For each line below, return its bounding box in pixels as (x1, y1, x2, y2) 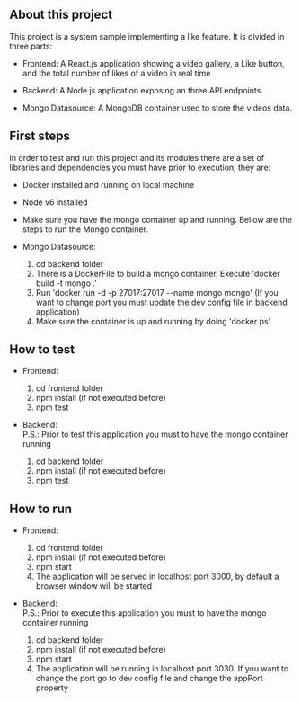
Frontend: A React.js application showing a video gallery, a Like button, (22, 58, 285, 68)
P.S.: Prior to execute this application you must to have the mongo (22, 608, 267, 618)
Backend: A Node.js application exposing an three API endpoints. (22, 84, 263, 95)
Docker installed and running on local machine (22, 179, 195, 190)
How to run (9, 501, 73, 516)
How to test (9, 342, 75, 358)
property (35, 682, 69, 693)
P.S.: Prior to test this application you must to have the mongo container (22, 429, 288, 440)
